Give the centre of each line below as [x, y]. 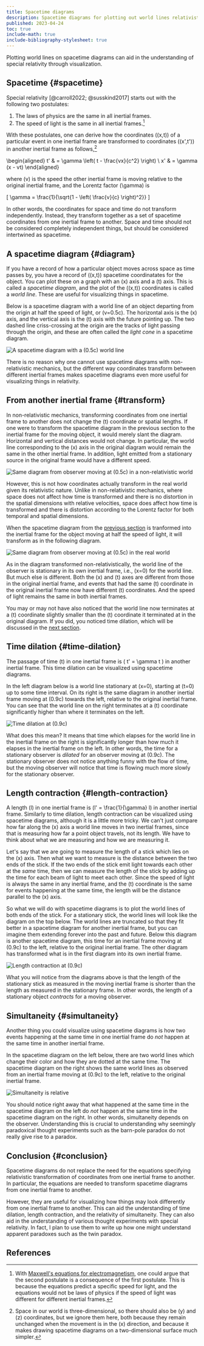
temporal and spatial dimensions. [48, 516]
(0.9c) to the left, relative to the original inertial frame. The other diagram [97, 948]
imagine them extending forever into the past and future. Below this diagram [102, 934]
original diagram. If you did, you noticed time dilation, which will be [90, 621]
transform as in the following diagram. [54, 541]
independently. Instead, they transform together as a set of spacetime [93, 216]
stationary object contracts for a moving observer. [69, 997]
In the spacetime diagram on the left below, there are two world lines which [100, 1055]
